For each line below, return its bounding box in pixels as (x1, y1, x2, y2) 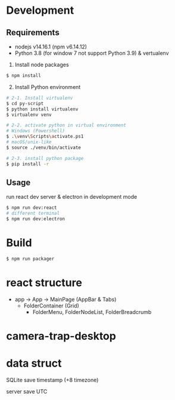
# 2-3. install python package (6, 155, 84, 161)
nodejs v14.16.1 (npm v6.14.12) (14, 43, 87, 50)
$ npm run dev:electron (6, 216, 65, 222)
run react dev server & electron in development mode (6, 193, 137, 201)
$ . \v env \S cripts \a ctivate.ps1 (6, 134, 84, 140)
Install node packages (14, 61, 70, 68)
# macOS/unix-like (6, 139, 52, 145)
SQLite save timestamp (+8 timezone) (6, 376, 99, 383)
